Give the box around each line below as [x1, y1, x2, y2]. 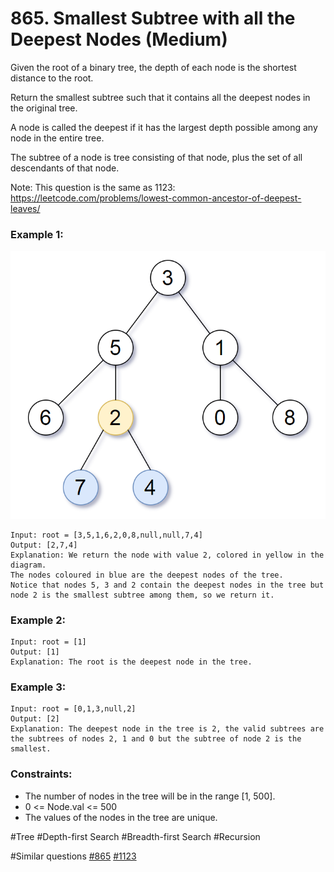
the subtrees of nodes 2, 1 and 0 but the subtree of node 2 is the [10, 734, 302, 744]
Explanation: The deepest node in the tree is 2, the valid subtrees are [10, 724, 325, 734]
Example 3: [10, 680, 67, 694]
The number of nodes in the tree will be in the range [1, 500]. [24, 790, 276, 802]
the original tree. [10, 102, 78, 114]
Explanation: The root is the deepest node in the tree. [10, 657, 253, 667]
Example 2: [10, 613, 66, 627]
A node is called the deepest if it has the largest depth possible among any [10, 121, 318, 133]
